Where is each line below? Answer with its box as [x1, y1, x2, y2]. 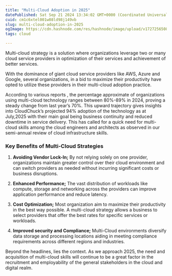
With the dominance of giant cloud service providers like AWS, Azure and [5, 71, 160, 77]
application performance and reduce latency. [12, 191, 108, 198]
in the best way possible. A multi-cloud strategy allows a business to [12, 207, 158, 213]
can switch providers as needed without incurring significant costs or [12, 165, 159, 171]
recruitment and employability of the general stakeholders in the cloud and [5, 260, 163, 266]
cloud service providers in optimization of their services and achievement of [5, 55, 166, 62]
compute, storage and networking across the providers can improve [12, 186, 157, 192]
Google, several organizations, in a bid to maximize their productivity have [5, 76, 162, 82]
